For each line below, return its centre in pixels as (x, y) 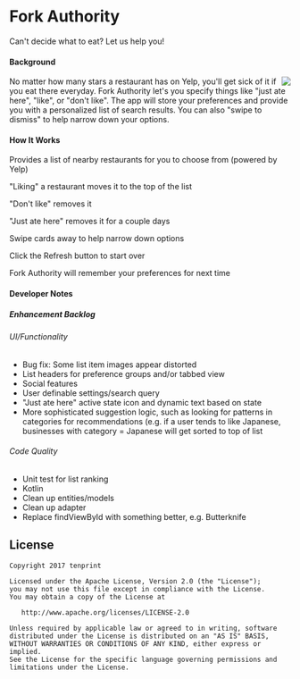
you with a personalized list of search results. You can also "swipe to (136, 110)
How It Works (35, 139)
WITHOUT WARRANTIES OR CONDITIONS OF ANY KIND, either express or (135, 644)
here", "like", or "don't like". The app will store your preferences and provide (149, 101)
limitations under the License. (69, 667)
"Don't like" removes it (50, 204)
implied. (25, 651)
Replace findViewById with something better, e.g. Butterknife (134, 516)
